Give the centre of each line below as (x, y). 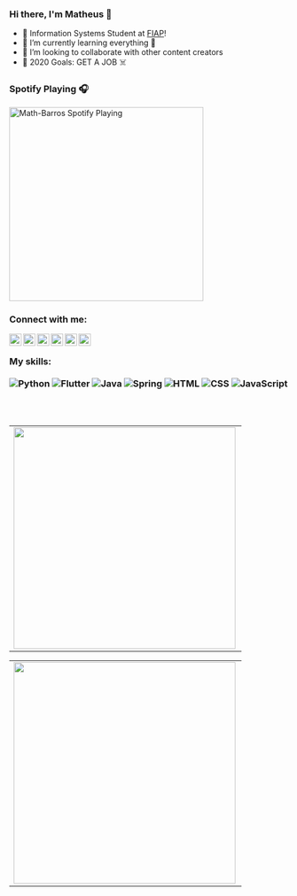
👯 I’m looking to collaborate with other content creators (122, 52)
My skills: (30, 361)
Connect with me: (48, 319)
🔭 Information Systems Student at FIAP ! (94, 34)
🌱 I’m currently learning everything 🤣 (89, 43)
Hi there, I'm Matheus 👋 (61, 14)
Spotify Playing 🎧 (49, 90)
